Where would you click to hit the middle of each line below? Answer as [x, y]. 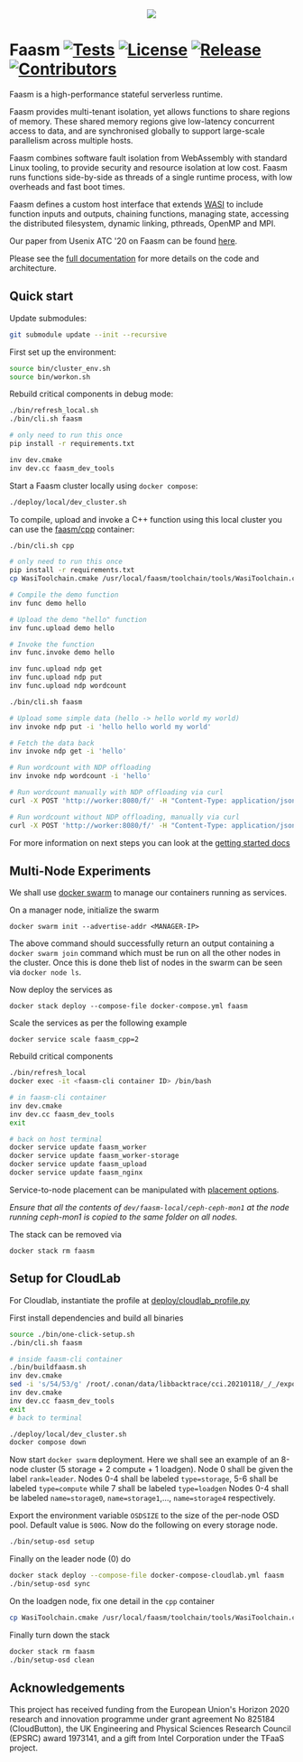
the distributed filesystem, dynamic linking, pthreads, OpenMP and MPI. [143, 223]
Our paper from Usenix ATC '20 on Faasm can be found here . [124, 241]
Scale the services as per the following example [98, 1023]
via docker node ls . [46, 972]
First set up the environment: [63, 352]
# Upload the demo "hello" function [78, 619]
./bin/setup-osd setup [52, 1542]
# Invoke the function [52, 645]
